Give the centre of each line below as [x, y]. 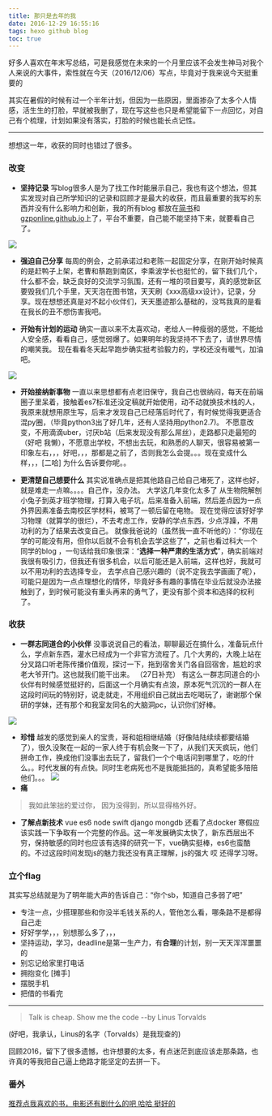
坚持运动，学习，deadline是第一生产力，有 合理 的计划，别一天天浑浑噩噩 [141, 943]
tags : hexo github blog [49, 31]
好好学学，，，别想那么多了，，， [70, 933]
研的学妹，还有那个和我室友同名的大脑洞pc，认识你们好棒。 [120, 705]
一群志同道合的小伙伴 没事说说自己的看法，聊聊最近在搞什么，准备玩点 [138, 644]
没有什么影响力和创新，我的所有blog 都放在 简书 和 [117, 208]
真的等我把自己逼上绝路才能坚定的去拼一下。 [89, 1062]
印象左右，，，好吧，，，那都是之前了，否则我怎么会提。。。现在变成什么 [134, 452]
